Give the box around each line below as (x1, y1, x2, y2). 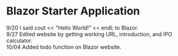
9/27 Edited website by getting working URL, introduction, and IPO (6, 30, 173, 37)
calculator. (6, 37, 33, 44)
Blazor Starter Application (6, 4, 140, 18)
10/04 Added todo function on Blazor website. (6, 43, 122, 51)
